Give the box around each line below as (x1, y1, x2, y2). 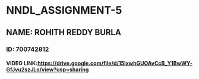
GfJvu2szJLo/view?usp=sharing (6, 66, 89, 73)
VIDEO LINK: (6, 60, 38, 67)
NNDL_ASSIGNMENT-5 (6, 4, 122, 17)
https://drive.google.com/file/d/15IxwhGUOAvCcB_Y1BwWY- (37, 60, 193, 67)
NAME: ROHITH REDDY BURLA (6, 27, 122, 37)
